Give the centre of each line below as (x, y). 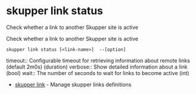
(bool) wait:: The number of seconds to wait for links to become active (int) (98, 73)
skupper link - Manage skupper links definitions (73, 85)
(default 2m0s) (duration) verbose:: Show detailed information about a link (97, 67)
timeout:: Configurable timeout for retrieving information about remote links (98, 60)
